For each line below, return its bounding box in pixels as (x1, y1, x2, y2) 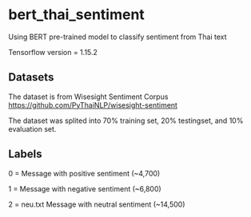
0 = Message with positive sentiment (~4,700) (8, 168, 161, 178)
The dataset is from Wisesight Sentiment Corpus (8, 92, 169, 101)
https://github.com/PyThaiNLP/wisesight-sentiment (8, 100, 178, 109)
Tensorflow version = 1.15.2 (8, 47, 98, 57)
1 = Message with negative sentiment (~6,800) (8, 183, 161, 193)
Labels (8, 148, 42, 161)
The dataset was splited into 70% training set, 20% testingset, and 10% (8, 116, 244, 125)
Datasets (8, 70, 54, 85)
